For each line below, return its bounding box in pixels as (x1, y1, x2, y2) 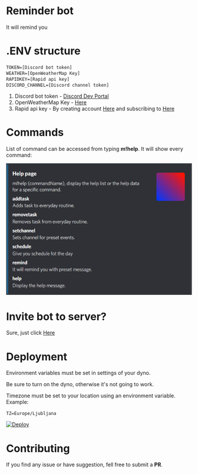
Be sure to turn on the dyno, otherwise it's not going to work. (6, 381, 154, 388)
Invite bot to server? (6, 310, 107, 323)
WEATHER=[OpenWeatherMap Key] (6, 70, 81, 76)
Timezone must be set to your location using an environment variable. (6, 392, 176, 399)
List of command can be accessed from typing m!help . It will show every (6, 145, 184, 152)
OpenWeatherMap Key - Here (14, 98, 87, 106)
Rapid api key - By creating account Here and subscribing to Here (14, 105, 175, 112)
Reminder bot (6, 4, 74, 18)
